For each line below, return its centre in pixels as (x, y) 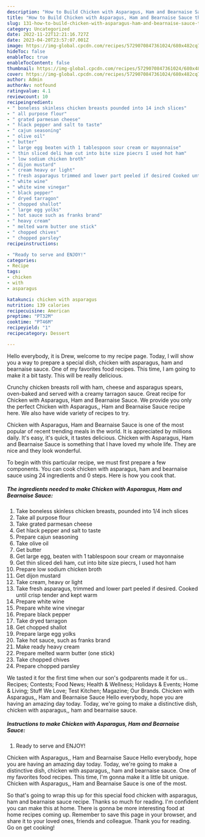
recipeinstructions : (33, 244)
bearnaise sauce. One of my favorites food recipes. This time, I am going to (101, 369)
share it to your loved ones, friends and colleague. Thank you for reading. (99, 821)
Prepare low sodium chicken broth (59, 569)
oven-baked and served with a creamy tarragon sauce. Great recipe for (96, 393)
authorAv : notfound (32, 86)
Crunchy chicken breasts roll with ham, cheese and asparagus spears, (95, 387)
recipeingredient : (30, 102)
